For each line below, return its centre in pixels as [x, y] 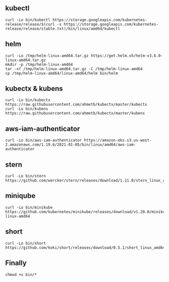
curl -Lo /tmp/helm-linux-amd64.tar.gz [47, 56]
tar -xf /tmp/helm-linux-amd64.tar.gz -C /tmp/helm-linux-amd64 [74, 69]
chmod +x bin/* [21, 274]
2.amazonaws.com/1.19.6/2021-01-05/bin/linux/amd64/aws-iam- [71, 145]
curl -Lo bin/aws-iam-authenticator [44, 140]
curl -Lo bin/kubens [27, 109]
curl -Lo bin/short [26, 243]
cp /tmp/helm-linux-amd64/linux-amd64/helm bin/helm [62, 73]
